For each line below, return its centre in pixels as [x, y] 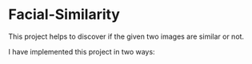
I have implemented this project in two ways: [82, 51]
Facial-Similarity [64, 15]
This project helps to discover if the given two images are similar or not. [126, 36]
